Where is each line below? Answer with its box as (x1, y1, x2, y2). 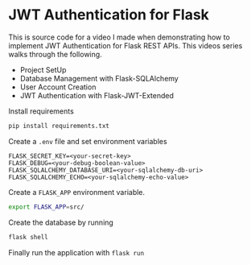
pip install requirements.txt (8, 122, 110, 130)
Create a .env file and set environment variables (8, 136, 167, 146)
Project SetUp (19, 64, 67, 74)
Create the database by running (8, 217, 114, 227)
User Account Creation (19, 82, 97, 92)
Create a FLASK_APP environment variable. (8, 187, 146, 197)
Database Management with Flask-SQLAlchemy (19, 73, 179, 83)
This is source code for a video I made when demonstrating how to (8, 32, 231, 42)
